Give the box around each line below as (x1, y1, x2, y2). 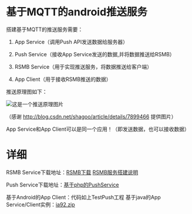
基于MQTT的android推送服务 (6, 5, 148, 19)
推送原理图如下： (6, 88, 48, 95)
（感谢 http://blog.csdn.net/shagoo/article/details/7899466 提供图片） (6, 113, 177, 120)
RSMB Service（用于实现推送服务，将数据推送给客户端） (14, 63, 153, 70)
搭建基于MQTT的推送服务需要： (6, 26, 83, 33)
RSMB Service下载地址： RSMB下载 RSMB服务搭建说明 (6, 168, 139, 176)
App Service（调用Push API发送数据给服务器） (14, 38, 128, 45)
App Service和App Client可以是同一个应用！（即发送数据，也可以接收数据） (6, 125, 190, 133)
